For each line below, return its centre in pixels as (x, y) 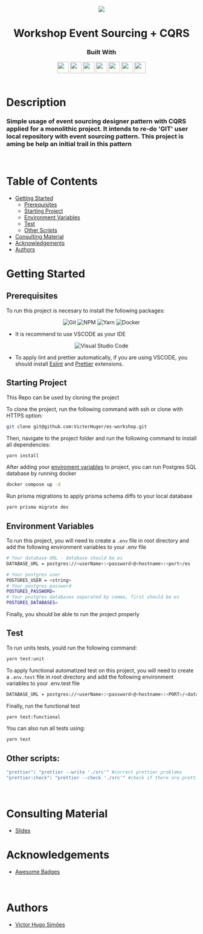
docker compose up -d (34, 485)
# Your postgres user (34, 575)
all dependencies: (28, 445)
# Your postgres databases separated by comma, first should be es (93, 597)
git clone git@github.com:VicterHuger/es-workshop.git (77, 427)
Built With (101, 53)
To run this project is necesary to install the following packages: (85, 311)
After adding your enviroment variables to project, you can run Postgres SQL (101, 467)
